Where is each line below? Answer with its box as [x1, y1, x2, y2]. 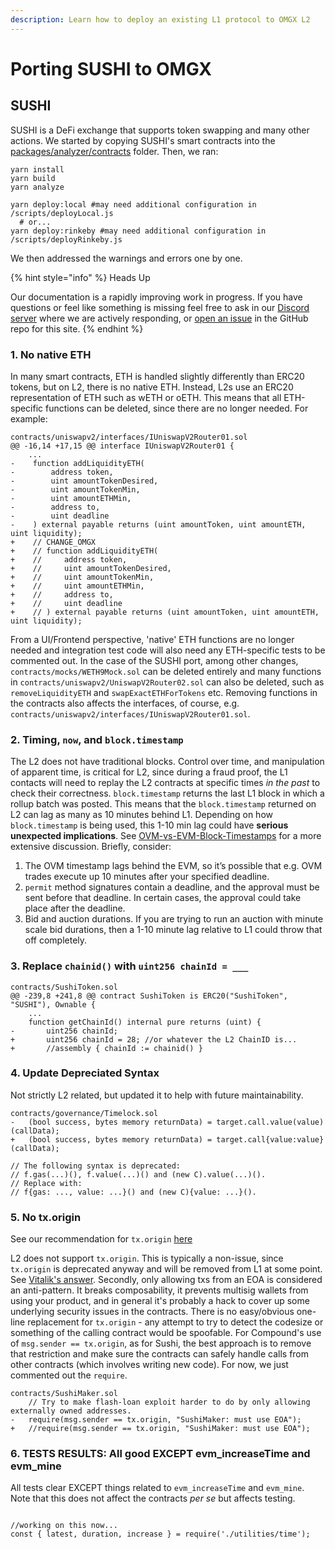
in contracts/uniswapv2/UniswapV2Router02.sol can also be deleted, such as [10, 676, 325, 688]
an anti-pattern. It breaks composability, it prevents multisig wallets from [10, 1284, 309, 1296]
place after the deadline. [24, 902, 126, 915]
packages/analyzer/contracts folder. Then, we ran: [10, 145, 219, 157]
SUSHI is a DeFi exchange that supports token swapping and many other [10, 124, 310, 136]
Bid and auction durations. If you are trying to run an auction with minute [24, 913, 324, 925]
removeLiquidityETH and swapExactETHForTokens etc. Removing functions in [10, 686, 318, 698]
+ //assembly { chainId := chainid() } [10, 1043, 203, 1053]
